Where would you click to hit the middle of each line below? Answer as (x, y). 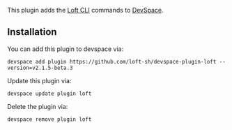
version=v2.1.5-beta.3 (40, 68)
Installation (32, 32)
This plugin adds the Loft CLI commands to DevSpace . (85, 10)
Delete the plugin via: (38, 106)
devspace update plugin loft (49, 94)
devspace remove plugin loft (49, 119)
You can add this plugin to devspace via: (65, 49)
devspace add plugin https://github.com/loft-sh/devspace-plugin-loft (112, 62)
